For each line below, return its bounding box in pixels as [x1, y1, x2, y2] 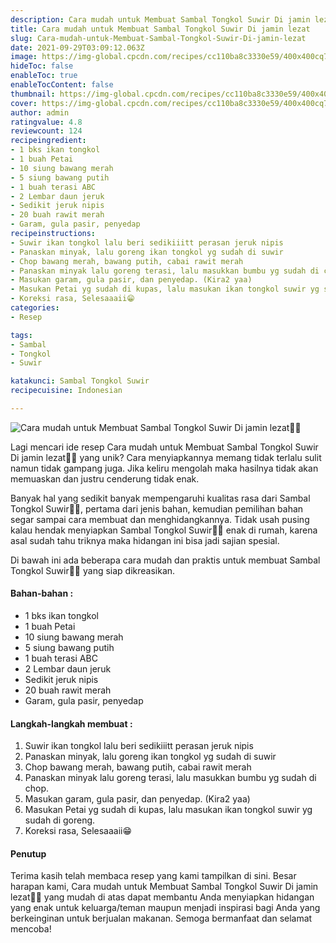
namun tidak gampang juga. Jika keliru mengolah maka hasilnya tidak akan [10, 462, 319, 474]
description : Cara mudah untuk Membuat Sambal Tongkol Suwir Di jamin [10, 14, 311, 25]
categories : [10, 303, 60, 313]
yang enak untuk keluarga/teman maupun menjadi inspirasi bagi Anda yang [10, 902, 321, 914]
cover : [10, 98, 38, 108]
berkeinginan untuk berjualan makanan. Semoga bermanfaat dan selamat [10, 912, 313, 925]
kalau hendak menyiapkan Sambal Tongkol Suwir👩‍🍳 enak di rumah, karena [10, 524, 318, 536]
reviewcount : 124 [10, 126, 83, 136]
